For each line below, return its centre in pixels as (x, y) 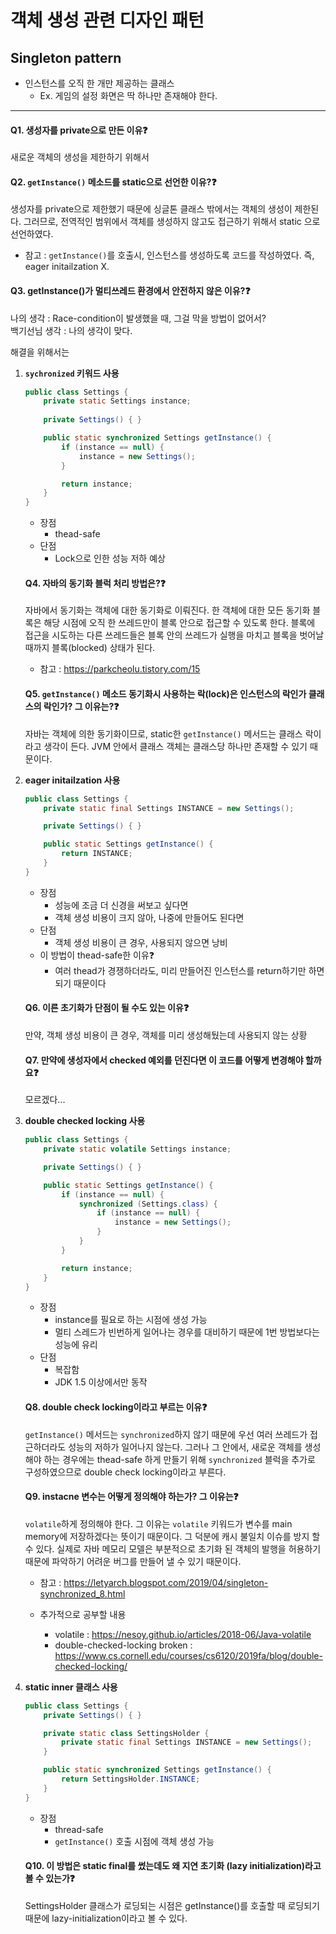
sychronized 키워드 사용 (72, 373)
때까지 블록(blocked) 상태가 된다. (90, 648)
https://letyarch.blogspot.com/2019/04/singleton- (166, 1582)
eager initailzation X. (67, 267)
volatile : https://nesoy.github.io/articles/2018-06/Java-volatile (183, 1634)
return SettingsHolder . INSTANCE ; (131, 1779)
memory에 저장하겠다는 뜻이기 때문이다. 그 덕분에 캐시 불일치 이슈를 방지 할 (172, 1536)
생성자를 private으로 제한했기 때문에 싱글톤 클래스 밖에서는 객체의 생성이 (151, 209)
